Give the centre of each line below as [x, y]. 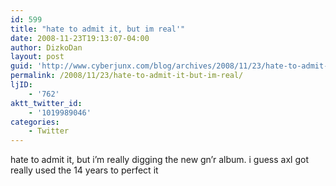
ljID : [21, 85]
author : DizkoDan [46, 47]
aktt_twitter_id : [46, 103]
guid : [21, 66]
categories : [35, 122]
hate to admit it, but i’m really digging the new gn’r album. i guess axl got [159, 160]
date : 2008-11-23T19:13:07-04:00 [80, 38]
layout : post [37, 57]
